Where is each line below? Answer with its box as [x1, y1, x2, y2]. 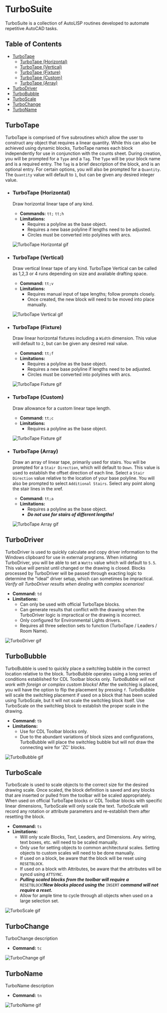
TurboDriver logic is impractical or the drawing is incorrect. [19, 612, 141, 618]
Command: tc [12, 945, 42, 951]
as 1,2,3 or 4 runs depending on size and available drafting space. [12, 271, 148, 277]
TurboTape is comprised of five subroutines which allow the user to [5, 134, 144, 140]
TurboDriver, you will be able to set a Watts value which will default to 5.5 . [5, 560, 157, 566]
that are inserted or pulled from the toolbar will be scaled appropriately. [5, 793, 152, 799]
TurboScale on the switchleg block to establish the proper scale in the [5, 702, 149, 708]
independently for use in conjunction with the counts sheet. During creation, [5, 150, 162, 156]
